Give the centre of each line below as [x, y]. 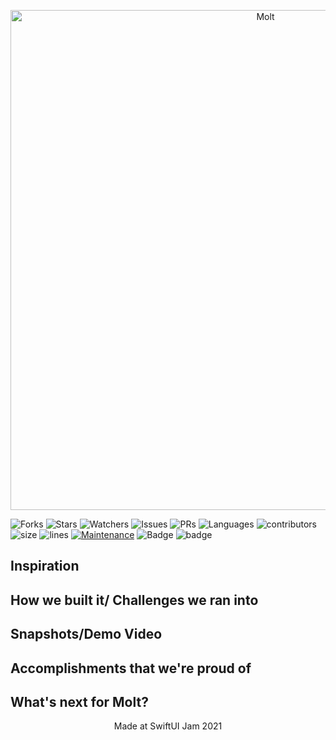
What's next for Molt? [79, 701]
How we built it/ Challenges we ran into [134, 600]
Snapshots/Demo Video [86, 634]
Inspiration [45, 566]
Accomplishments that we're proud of [131, 668]
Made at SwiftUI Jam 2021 [168, 726]
